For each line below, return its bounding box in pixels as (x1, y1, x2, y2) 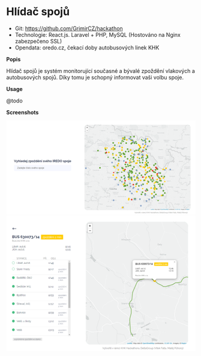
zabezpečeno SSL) (14, 37, 62, 45)
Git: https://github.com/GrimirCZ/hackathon (14, 25, 123, 32)
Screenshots (6, 108, 39, 116)
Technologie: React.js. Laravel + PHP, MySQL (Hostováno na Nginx (14, 31, 181, 38)
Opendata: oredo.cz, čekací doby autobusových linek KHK (14, 44, 160, 51)
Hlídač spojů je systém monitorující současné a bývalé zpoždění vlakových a (6, 67, 195, 74)
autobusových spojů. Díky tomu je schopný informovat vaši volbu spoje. (6, 73, 184, 81)
